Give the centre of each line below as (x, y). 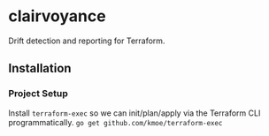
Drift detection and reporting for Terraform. (87, 41)
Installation (40, 68)
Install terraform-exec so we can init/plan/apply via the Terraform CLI (134, 113)
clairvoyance (58, 16)
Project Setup (38, 94)
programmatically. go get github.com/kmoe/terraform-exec (115, 122)
